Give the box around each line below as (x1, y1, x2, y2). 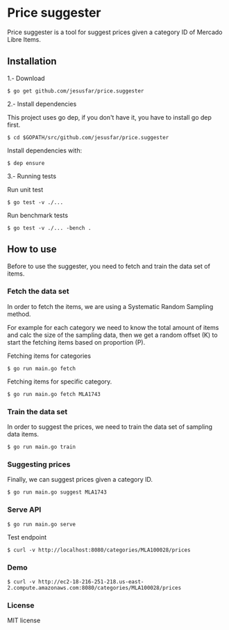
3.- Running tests (7, 172, 57, 180)
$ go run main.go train (7, 443, 76, 450)
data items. (7, 430, 40, 439)
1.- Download (7, 74, 45, 82)
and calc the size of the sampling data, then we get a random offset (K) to (7, 331, 218, 339)
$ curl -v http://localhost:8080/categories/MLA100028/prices (7, 546, 191, 553)
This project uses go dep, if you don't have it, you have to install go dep (7, 113, 212, 121)
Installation (7, 56, 57, 68)
